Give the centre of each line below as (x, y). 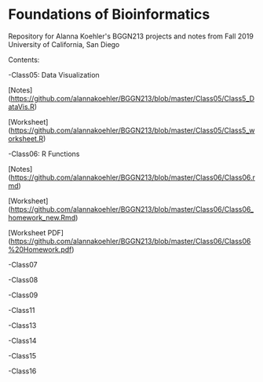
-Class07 (23, 264)
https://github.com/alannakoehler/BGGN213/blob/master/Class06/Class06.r (133, 177)
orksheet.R (26, 138)
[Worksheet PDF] (36, 232)
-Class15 (22, 355)
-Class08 (23, 279)
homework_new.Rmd (42, 217)
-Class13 (22, 325)
